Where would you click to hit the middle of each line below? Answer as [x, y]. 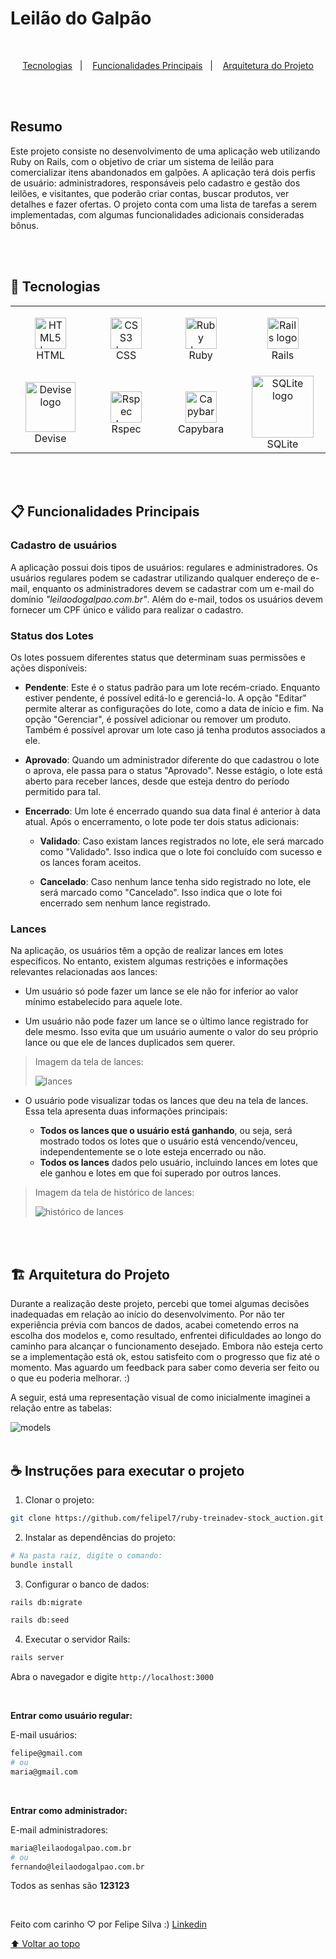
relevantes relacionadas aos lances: [84, 972]
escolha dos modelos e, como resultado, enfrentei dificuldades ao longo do [166, 1336]
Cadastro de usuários [64, 545]
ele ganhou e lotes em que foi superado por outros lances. [160, 1173]
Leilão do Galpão [81, 18]
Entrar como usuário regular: [71, 1716]
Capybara [201, 429]
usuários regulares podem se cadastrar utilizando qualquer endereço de [159, 578]
